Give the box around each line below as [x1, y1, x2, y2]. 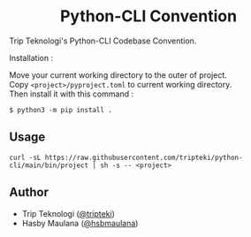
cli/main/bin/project [9, 161, 89, 170]
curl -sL [9, 153, 42, 162]
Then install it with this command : [9, 88, 134, 99]
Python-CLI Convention [60, 6, 237, 27]
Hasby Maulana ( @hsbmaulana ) [21, 218, 139, 228]
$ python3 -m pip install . [9, 105, 113, 114]
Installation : [9, 52, 54, 63]
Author [9, 185, 49, 200]
